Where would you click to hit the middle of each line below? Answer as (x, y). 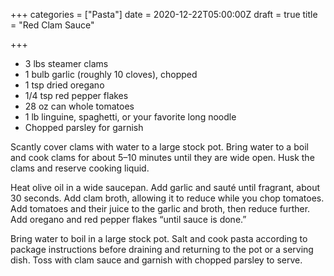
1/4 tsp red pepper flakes (76, 95)
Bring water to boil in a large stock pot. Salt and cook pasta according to (159, 238)
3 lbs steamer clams (66, 63)
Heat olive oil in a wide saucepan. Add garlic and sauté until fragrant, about (165, 187)
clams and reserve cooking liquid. (80, 168)
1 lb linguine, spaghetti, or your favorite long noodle (130, 117)
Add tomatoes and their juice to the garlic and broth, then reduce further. (160, 208)
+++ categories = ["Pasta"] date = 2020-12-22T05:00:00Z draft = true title (164, 14)
